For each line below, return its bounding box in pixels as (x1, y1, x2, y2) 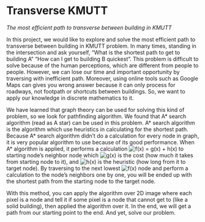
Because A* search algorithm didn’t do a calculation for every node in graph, (6, 132, 199, 139)
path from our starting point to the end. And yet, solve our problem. (6, 209, 176, 216)
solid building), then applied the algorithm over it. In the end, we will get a (6, 202, 192, 210)
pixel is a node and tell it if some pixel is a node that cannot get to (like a (6, 196, 188, 203)
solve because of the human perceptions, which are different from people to (6, 62, 199, 69)
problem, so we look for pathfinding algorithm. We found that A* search (6, 113, 187, 120)
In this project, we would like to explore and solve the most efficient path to (6, 35, 196, 43)
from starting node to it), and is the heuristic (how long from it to (6, 158, 186, 165)
